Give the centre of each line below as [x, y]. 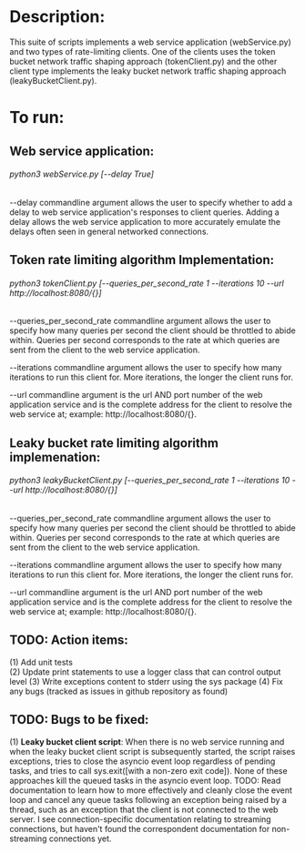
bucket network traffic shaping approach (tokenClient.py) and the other [143, 61]
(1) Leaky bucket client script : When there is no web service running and [147, 741]
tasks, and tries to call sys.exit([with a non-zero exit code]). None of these [149, 770]
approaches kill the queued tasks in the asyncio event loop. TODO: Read [145, 780]
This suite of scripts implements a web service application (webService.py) [150, 42]
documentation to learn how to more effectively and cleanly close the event [151, 790]
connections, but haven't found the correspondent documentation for [140, 828]
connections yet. [80, 838]
